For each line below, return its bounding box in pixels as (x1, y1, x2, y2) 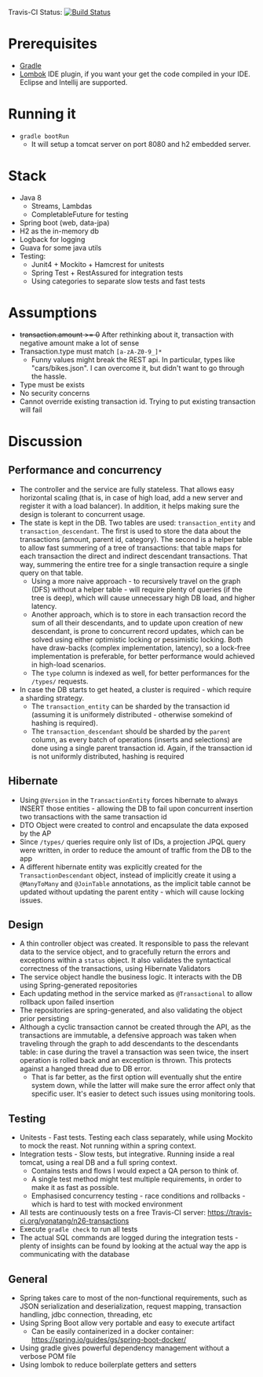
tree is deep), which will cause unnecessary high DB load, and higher (31, 593, 255, 602)
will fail (19, 405, 42, 414)
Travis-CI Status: (8, 8, 63, 16)
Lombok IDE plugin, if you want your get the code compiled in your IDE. (19, 69, 251, 79)
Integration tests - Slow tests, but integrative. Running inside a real (19, 1149, 236, 1159)
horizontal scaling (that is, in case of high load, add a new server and (19, 493, 243, 502)
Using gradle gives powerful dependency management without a (19, 1343, 230, 1353)
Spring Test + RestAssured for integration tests (31, 268, 184, 277)
